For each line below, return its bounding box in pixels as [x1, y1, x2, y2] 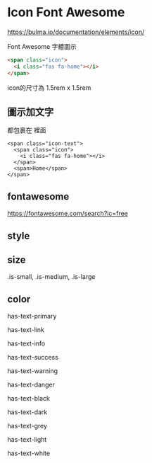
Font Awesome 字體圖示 [7, 42, 77, 50]
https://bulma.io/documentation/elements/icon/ [7, 28, 145, 36]
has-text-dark [7, 408, 48, 416]
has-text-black [7, 394, 51, 403]
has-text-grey [7, 422, 48, 430]
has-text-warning [7, 367, 58, 375]
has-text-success [7, 353, 58, 362]
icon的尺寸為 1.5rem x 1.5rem [7, 83, 91, 92]
